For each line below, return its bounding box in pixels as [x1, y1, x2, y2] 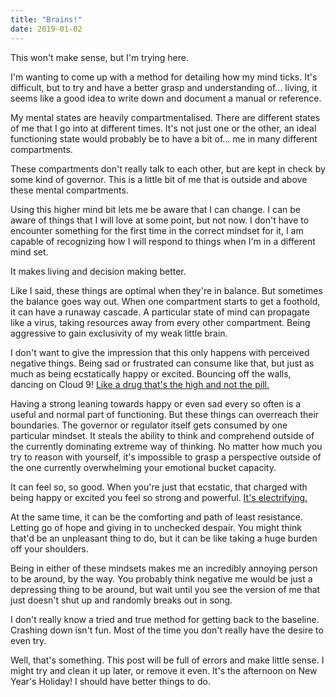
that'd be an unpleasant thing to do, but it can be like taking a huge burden [10, 532, 318, 544]
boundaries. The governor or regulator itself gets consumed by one [10, 419, 288, 431]
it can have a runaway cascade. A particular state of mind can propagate [10, 306, 310, 318]
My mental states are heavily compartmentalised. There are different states [10, 111, 321, 123]
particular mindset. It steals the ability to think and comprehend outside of [10, 429, 315, 441]
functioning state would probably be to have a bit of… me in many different [10, 132, 318, 145]
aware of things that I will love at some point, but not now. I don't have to [10, 214, 310, 226]
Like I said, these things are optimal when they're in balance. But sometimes [10, 284, 323, 296]
